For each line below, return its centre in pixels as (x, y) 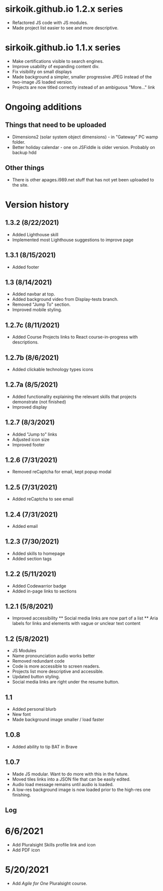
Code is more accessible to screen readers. (56, 666)
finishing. (21, 794)
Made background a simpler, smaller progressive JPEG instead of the (82, 76)
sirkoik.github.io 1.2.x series (64, 9)
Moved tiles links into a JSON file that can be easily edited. (71, 779)
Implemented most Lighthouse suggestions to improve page (73, 240)
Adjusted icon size (31, 439)
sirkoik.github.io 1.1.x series (63, 48)
